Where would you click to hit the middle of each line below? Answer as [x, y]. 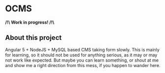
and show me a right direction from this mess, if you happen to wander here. [83, 65]
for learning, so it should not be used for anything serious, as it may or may [81, 55]
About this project [33, 38]
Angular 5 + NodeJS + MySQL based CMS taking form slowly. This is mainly [82, 49]
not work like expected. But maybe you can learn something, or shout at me [82, 60]
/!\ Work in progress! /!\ [30, 22]
